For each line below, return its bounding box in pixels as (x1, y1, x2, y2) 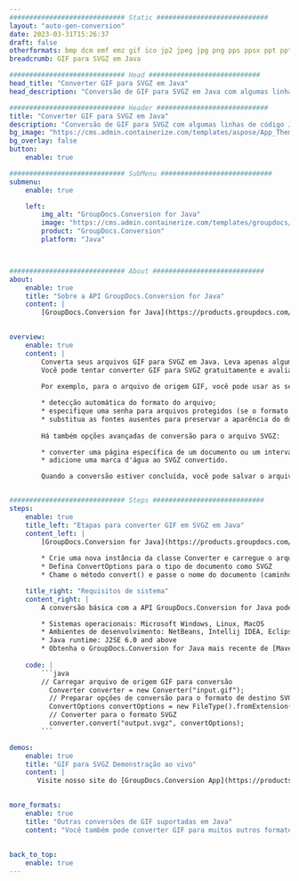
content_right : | (25, 595, 90, 604)
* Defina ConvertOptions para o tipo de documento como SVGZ (41, 563, 273, 572)
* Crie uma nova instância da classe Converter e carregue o (41, 554, 273, 563)
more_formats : (9, 801, 62, 810)
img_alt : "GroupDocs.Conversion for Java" (41, 210, 201, 219)
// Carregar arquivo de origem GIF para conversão (41, 677, 233, 687)
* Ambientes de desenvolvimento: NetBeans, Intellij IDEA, (41, 628, 265, 637)
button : (9, 144, 38, 154)
